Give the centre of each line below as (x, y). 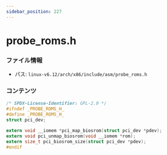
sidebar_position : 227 (34, 11)
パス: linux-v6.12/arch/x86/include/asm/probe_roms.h (81, 74)
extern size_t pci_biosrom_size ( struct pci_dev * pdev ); (76, 141)
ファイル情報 (24, 60)
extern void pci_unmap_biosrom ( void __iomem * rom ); (71, 136)
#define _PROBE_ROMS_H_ (35, 115)
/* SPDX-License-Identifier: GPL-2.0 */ (57, 104)
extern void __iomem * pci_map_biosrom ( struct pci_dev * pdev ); (84, 130)
